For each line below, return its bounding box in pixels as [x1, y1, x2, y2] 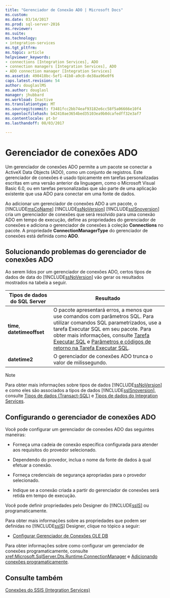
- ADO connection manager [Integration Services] [5, 69, 112, 74]
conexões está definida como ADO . [5, 233, 79, 239]
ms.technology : [5, 36, 37, 41]
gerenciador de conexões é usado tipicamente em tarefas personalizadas [5, 174, 159, 181]
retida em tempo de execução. [12, 493, 77, 499]
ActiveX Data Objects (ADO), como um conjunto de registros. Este [5, 169, 143, 175]
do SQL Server [10, 298, 47, 305]
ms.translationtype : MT [5, 102, 56, 107]
